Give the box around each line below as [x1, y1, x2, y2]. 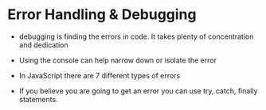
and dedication [18, 40, 68, 49]
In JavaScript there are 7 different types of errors [18, 70, 181, 80]
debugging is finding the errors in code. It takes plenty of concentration [18, 32, 254, 41]
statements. [18, 94, 58, 104]
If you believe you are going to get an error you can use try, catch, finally [18, 85, 258, 96]
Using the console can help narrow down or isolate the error [18, 55, 217, 65]
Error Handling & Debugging [7, 6, 197, 24]
